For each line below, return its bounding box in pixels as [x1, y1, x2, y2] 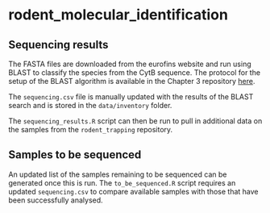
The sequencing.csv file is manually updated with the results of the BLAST [8, 92, 254, 102]
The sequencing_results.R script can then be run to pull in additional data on [8, 116, 263, 126]
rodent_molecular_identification [8, 6, 228, 24]
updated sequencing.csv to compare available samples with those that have [8, 186, 260, 196]
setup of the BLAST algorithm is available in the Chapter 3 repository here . [8, 77, 255, 86]
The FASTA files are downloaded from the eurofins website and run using [8, 59, 251, 69]
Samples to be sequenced [8, 148, 142, 162]
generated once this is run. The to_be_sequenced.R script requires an [8, 177, 236, 187]
